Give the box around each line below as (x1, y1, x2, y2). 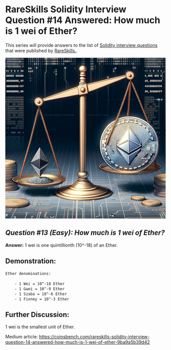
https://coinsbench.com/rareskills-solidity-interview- (39, 334, 150, 340)
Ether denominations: (5, 271, 51, 276)
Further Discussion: (5, 310, 70, 319)
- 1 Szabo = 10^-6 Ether (14, 291, 67, 296)
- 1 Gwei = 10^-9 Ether (14, 286, 65, 291)
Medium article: (5, 334, 38, 340)
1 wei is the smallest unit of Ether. (5, 324, 75, 330)
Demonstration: (5, 257, 56, 266)
